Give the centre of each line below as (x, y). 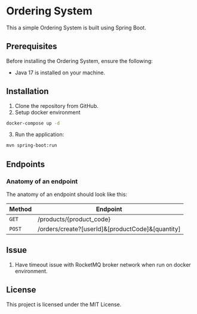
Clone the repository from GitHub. (56, 105)
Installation (27, 91)
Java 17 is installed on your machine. (60, 73)
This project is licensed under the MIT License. (64, 304)
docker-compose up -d (33, 123)
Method (21, 209)
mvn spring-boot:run (32, 146)
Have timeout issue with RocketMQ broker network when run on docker (103, 264)
